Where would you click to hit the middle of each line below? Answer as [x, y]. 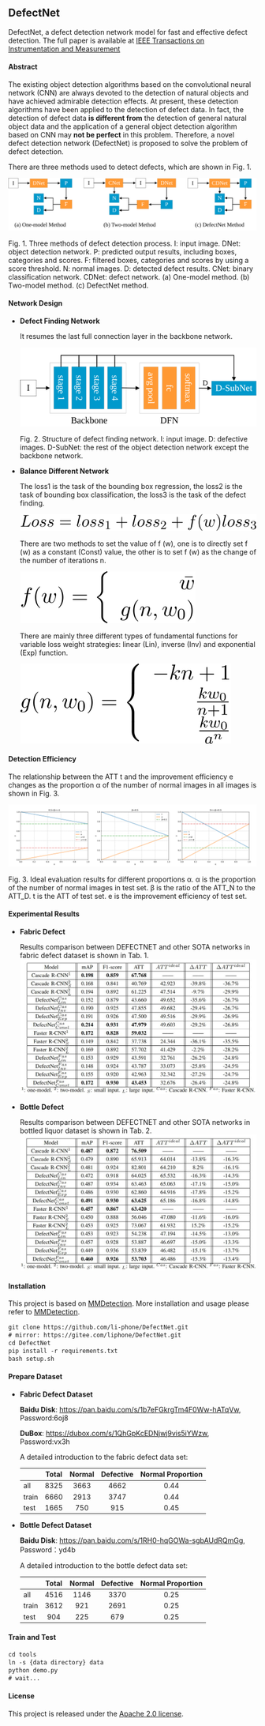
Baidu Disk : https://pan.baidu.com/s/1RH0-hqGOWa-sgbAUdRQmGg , [132, 1540]
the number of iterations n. [63, 560]
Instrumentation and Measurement [64, 49]
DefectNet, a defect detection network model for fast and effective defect [128, 32]
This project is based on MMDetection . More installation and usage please [129, 1303]
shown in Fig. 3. [34, 793]
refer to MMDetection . [44, 1312]
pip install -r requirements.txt [63, 1351]
